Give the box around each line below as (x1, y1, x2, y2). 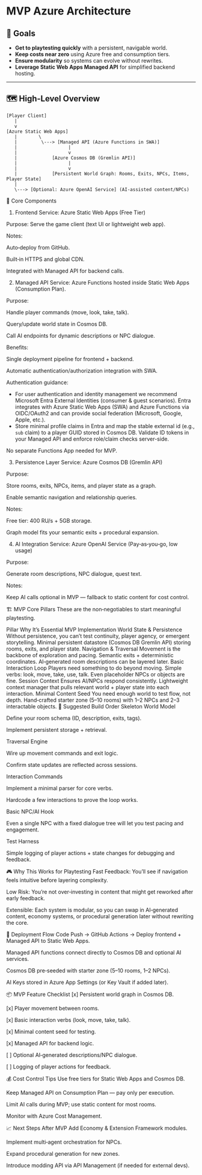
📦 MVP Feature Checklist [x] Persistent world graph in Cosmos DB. (6, 991, 174, 998)
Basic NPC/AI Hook (6, 808, 54, 815)
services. (6, 955, 29, 962)
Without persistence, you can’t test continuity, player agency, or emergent (6, 632, 190, 640)
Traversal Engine (6, 737, 48, 745)
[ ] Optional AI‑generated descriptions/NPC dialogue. (6, 1051, 137, 1059)
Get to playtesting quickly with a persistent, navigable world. (14, 44, 167, 51)
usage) (14, 547, 33, 554)
